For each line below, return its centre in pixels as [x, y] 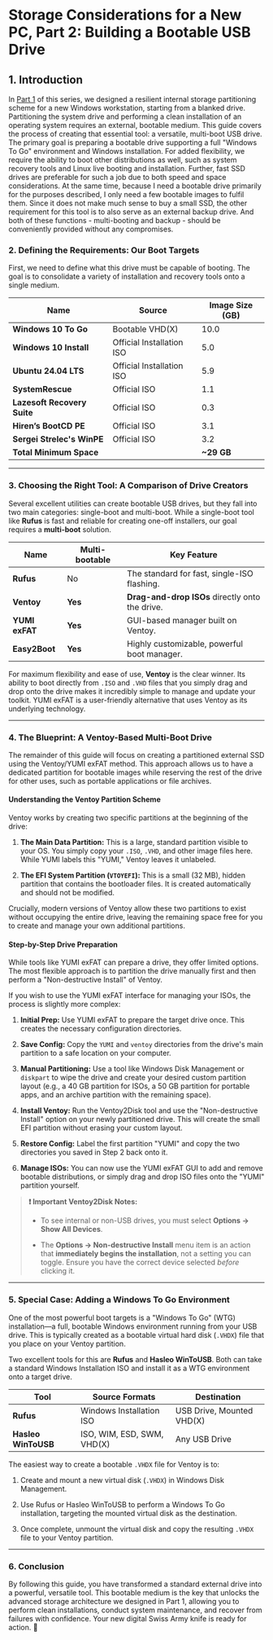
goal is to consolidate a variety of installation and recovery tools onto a [127, 277]
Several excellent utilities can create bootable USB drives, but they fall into [133, 503]
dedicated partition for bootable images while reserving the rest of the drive [135, 772]
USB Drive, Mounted [214, 1410]
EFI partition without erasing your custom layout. [101, 1128]
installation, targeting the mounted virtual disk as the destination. [128, 1513]
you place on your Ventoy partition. [67, 1343]
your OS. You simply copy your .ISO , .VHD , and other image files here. [136, 851]
